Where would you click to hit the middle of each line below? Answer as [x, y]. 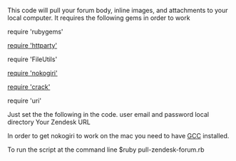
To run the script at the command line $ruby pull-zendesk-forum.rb [106, 150]
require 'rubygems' [35, 32]
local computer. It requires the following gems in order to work [99, 18]
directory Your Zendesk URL [49, 122]
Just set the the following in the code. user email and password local [108, 114]
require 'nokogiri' [33, 73]
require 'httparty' [32, 45]
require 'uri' [25, 100]
